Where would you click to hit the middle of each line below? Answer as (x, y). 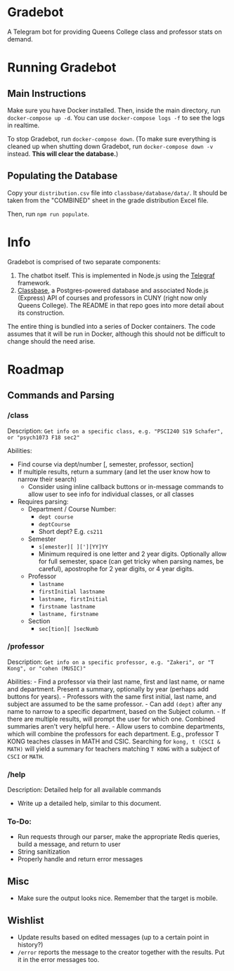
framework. (34, 282)
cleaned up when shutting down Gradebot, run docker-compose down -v (110, 146)
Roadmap (36, 369)
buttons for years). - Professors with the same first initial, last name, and (112, 696)
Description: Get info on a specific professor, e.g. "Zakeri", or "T (111, 662)
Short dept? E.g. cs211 (71, 531)
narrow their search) (47, 479)
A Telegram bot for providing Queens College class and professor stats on (115, 32)
